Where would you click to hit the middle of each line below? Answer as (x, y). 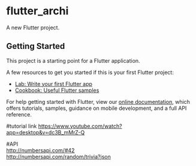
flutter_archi (37, 11)
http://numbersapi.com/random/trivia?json (58, 156)
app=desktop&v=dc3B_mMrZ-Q (46, 132)
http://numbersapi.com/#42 (40, 150)
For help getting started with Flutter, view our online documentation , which (98, 102)
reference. (19, 114)
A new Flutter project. (33, 27)
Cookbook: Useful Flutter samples (57, 90)
